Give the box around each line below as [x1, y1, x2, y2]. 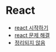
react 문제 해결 [14, 31, 50, 39]
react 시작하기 [14, 24, 49, 31]
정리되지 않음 [14, 39, 46, 46]
